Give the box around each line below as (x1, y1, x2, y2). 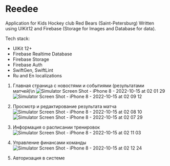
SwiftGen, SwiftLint (12, 67, 54, 73)
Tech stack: (5, 35, 30, 42)
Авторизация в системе (12, 155, 65, 161)
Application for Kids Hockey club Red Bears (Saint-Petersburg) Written (5, 20, 155, 26)
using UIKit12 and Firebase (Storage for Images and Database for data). (5, 25, 156, 31)
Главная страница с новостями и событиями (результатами (12, 82, 144, 89)
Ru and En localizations (12, 72, 62, 78)
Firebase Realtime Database (12, 51, 73, 57)
